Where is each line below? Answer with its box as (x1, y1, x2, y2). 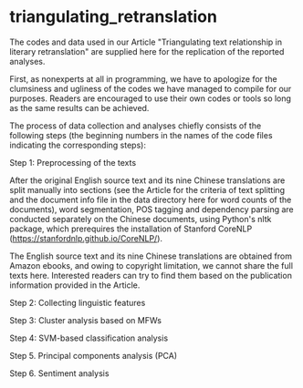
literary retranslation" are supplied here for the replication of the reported (9, 46, 285, 56)
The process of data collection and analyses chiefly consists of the (9, 120, 262, 131)
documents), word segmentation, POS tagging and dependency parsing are (9, 203, 294, 215)
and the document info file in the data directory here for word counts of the (9, 194, 292, 205)
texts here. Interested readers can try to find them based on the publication (9, 270, 292, 281)
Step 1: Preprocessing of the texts (9, 157, 137, 168)
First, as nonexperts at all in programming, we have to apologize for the (9, 73, 277, 84)
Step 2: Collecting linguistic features (9, 297, 146, 308)
